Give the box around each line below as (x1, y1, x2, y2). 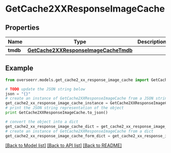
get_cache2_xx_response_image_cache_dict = (5, 124, 99, 129)
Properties (5, 23, 40, 32)
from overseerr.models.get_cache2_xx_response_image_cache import (5, 77, 149, 83)
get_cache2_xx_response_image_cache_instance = (5, 101, 108, 106)
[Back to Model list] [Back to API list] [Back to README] (5, 142, 122, 148)
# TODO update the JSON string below (5, 87, 85, 92)
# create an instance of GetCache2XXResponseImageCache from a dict (5, 129, 154, 134)
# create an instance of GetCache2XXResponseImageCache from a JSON (5, 96, 154, 101)
